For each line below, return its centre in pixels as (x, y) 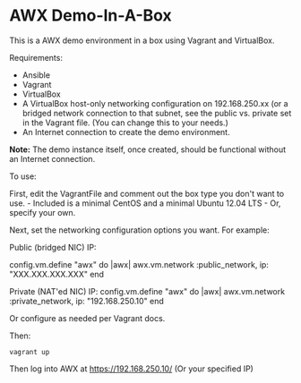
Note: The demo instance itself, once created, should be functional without (148, 149)
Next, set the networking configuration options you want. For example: (140, 230)
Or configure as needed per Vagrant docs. (87, 318)
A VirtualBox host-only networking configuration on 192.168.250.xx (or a (155, 103)
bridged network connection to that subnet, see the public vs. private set (157, 113)
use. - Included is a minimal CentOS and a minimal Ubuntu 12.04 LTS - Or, (145, 203)
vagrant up (30, 352)
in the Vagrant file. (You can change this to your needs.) (125, 123)
